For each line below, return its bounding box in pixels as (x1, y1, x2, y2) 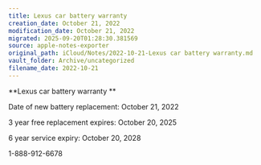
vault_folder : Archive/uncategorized (8, 57, 135, 65)
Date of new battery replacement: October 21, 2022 (8, 101, 179, 111)
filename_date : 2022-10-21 (8, 64, 99, 72)
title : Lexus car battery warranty (8, 11, 128, 20)
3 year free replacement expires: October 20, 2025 (8, 118, 177, 127)
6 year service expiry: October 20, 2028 (8, 133, 141, 142)
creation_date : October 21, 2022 (8, 19, 120, 27)
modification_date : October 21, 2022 (8, 27, 135, 35)
